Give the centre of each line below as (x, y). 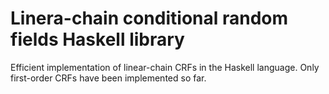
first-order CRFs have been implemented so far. (108, 78)
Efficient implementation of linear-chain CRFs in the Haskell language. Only (165, 67)
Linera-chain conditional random (149, 18)
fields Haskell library (97, 39)
